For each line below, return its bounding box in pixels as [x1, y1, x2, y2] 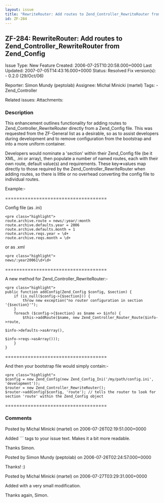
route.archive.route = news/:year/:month [5, 218, 91, 224]
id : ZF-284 [5, 16, 27, 21]
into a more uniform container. [5, 141, 66, 147]
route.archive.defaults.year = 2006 [5, 223, 80, 228]
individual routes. [5, 176, 40, 182]
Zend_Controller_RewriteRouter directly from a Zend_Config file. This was [5, 126, 153, 131]
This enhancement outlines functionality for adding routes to [5, 120, 127, 126]
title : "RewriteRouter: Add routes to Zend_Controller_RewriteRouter [5, 12, 150, 17]
